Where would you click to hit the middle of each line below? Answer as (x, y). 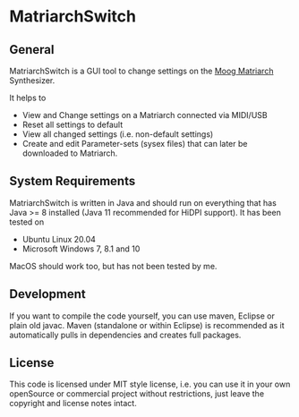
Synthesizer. (32, 81)
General (32, 50)
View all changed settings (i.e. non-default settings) (118, 134)
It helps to (28, 98)
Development (48, 294)
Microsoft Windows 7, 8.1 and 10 (81, 249)
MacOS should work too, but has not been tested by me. (113, 266)
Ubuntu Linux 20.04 (59, 239)
